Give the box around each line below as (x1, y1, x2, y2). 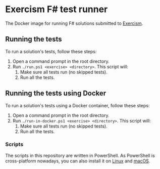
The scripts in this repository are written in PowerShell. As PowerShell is (5, 152, 155, 158)
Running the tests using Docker (5, 89, 106, 98)
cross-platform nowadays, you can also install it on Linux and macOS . (5, 158, 150, 164)
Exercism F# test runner (5, 4, 108, 15)
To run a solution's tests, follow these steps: (5, 48, 97, 54)
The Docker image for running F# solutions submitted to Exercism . (5, 20, 143, 26)
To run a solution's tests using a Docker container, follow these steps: (5, 102, 150, 108)
